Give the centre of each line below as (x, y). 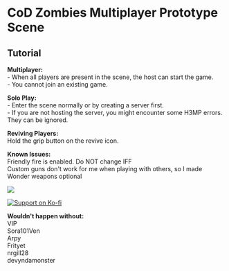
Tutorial (24, 53)
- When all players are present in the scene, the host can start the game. (110, 77)
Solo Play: (22, 98)
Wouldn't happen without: (46, 216)
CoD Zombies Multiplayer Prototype (112, 13)
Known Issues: (29, 154)
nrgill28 (18, 253)
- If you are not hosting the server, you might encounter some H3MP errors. (115, 113)
